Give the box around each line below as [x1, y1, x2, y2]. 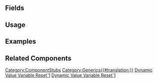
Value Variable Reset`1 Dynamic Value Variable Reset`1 [5, 72, 116, 78]
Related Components [5, 54, 72, 62]
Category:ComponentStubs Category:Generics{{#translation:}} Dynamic [5, 67, 153, 73]
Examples [5, 37, 36, 46]
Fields [5, 4, 25, 12]
